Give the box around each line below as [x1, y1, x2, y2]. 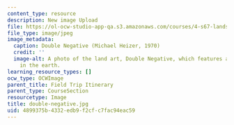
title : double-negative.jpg [7, 101, 89, 108]
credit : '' [13, 49, 45, 56]
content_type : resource [7, 10, 77, 17]
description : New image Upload [7, 17, 98, 24]
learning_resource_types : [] [7, 68, 92, 75]
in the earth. [19, 62, 61, 69]
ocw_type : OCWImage [7, 74, 64, 82]
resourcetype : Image [7, 94, 68, 101]
